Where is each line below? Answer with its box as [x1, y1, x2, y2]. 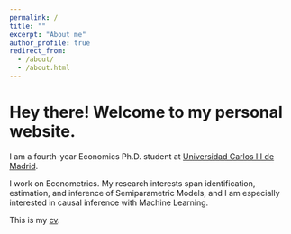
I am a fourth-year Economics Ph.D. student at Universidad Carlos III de [9, 150, 275, 162]
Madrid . [9, 160, 39, 171]
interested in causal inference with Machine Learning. [9, 197, 209, 208]
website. [9, 121, 77, 142]
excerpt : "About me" [9, 30, 87, 39]
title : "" [9, 22, 47, 31]
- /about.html [17, 64, 70, 73]
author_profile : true [9, 38, 91, 48]
